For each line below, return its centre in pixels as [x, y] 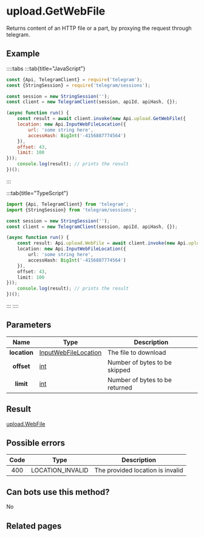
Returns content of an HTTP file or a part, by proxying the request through [99, 28]
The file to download [137, 352]
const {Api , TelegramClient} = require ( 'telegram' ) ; [74, 80]
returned [120, 387]
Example [23, 54]
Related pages [34, 526]
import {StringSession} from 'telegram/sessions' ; [72, 210]
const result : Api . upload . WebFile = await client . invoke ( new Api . [103, 243]
